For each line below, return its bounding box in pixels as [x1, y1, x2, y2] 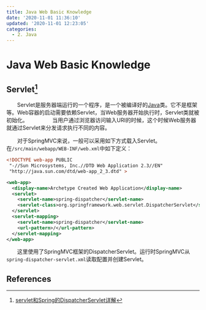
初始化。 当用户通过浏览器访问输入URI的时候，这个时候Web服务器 [6, 117, 196, 124]
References [6, 273, 51, 284]
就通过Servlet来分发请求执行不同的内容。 [6, 124, 110, 131]
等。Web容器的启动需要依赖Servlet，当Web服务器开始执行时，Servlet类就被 [6, 109, 200, 116]
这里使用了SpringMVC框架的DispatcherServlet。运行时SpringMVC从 [17, 248, 190, 256]
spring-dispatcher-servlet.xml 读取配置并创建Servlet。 [6, 256, 147, 263]
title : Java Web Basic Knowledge [6, 9, 92, 15]
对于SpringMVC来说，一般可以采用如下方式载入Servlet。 [17, 137, 161, 144]
